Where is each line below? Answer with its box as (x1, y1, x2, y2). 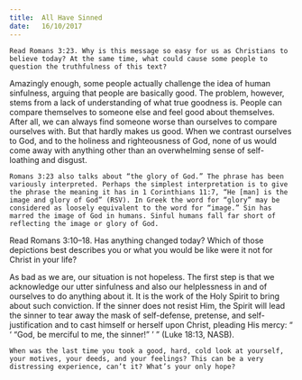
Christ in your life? (9, 254, 78, 265)
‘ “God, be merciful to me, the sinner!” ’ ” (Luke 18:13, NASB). (9, 329, 234, 339)
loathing (9, 154, 40, 165)
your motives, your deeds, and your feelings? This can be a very (9, 354, 264, 363)
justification (9, 319, 53, 330)
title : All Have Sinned (9, 13, 103, 23)
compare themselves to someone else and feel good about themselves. (9, 106, 275, 117)
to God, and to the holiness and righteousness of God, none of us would (9, 135, 278, 146)
